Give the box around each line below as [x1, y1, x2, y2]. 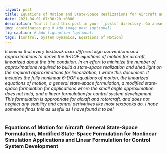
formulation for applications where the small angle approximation [19, 85, 154, 91]
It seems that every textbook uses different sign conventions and [5, 48, 138, 54]
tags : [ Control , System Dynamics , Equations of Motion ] [5, 35, 123, 40]
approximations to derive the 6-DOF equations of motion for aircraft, [5, 53, 146, 59]
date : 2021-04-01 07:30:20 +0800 [5, 16, 75, 21]
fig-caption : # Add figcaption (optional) [5, 30, 94, 35]
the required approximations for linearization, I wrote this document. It [5, 69, 149, 75]
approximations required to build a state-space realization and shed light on [5, 64, 162, 70]
